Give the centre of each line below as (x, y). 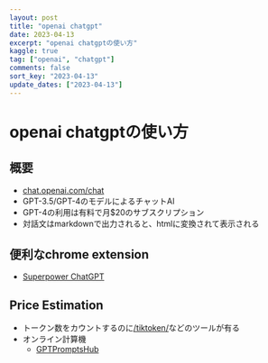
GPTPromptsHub (67, 349)
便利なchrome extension (79, 254)
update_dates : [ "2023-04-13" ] (66, 85)
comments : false (40, 68)
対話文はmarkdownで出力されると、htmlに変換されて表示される (141, 223)
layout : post (34, 18)
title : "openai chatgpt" (56, 26)
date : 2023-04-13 (42, 34)
